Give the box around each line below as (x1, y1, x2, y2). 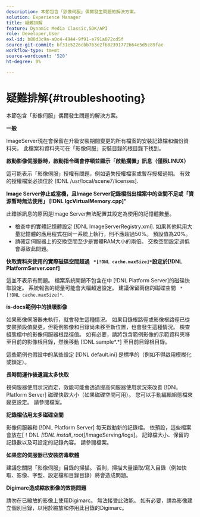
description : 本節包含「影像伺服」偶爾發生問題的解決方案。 (6, 8, 139, 15)
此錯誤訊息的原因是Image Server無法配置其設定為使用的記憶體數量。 (6, 210, 175, 217)
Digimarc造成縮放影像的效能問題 (6, 484, 87, 491)
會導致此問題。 (14, 245, 52, 253)
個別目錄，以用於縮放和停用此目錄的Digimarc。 (11, 504, 127, 512)
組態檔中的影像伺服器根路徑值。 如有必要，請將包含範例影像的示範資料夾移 (6, 331, 190, 338)
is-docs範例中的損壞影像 (6, 303, 67, 310)
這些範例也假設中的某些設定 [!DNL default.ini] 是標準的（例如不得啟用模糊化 (6, 351, 192, 358)
